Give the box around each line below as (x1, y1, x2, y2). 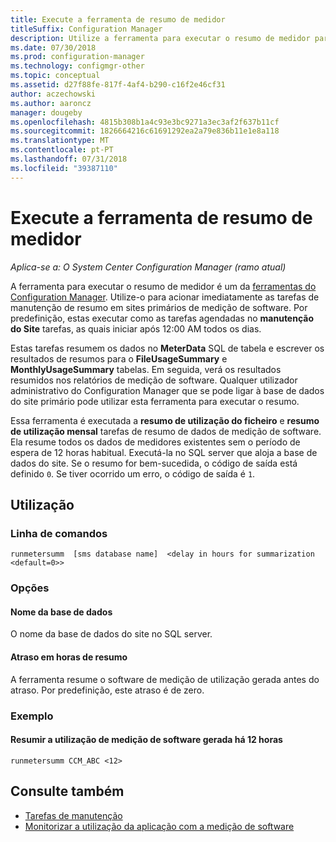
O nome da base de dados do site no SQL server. (10, 628, 213, 640)
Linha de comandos (10, 526, 108, 540)
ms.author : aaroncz (10, 98, 92, 108)
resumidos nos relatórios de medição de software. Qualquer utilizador (10, 374, 298, 386)
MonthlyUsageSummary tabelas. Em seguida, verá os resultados (10, 363, 282, 375)
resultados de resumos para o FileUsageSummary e (10, 352, 228, 365)
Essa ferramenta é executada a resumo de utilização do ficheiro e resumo (10, 414, 320, 426)
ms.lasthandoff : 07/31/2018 (10, 154, 128, 164)
